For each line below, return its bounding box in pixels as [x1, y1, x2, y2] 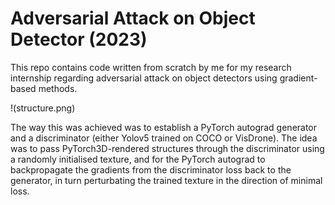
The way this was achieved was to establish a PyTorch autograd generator [10, 121, 318, 133]
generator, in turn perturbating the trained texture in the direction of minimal [10, 174, 323, 186]
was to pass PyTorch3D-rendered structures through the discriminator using [10, 142, 325, 154]
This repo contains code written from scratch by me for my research [10, 61, 292, 73]
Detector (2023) [10, 28, 148, 51]
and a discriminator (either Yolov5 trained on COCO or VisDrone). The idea [10, 132, 318, 144]
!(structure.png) [10, 102, 76, 114]
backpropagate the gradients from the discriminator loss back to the [10, 163, 292, 176]
